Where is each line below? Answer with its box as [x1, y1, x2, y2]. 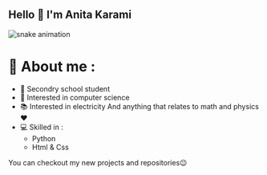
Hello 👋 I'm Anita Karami [8, 8, 132, 22]
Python [31, 133, 56, 143]
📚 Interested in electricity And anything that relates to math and [19, 101, 233, 111]
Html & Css [31, 142, 70, 152]
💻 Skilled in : [19, 122, 64, 132]
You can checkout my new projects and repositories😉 [8, 157, 188, 167]
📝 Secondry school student [19, 83, 111, 93]
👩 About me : [8, 58, 96, 75]
